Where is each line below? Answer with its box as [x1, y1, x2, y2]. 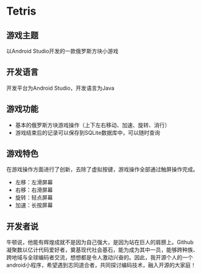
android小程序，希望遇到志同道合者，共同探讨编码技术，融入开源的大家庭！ [6, 261, 197, 269]
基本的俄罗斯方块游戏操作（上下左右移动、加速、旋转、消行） [15, 121, 171, 129]
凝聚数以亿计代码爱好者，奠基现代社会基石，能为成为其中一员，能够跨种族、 [6, 246, 199, 254]
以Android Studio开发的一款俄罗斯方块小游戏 [6, 48, 119, 54]
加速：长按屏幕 [15, 201, 53, 209]
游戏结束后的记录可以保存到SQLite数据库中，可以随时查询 [15, 129, 160, 136]
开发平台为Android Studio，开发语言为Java [6, 84, 115, 92]
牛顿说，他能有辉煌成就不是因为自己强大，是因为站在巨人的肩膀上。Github [6, 239, 194, 246]
